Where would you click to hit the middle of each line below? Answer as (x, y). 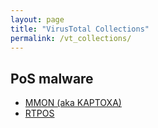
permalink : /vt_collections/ (71, 38)
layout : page (37, 19)
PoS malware (52, 78)
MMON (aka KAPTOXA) (73, 103)
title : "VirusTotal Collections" (80, 29)
